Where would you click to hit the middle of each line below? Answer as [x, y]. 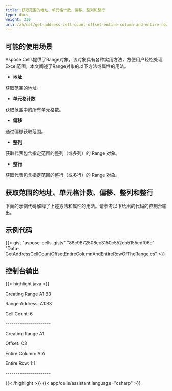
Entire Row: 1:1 [20, 363]
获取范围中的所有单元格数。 [35, 110]
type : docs [17, 15]
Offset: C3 [16, 343]
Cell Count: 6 [19, 314]
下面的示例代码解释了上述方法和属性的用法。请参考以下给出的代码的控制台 [84, 206]
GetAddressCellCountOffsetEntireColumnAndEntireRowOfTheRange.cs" [81, 254]
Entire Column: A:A [25, 353]
